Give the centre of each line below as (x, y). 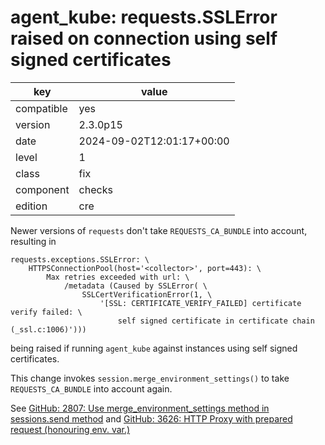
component (42, 189)
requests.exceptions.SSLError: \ (80, 259)
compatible (41, 108)
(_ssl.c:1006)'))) (48, 329)
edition (31, 206)
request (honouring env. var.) (70, 429)
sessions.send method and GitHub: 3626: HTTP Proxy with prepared (151, 418)
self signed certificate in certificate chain (216, 321)
